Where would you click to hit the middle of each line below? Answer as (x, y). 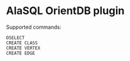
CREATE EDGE (20, 53)
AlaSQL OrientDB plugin (65, 11)
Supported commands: (34, 27)
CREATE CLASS (22, 43)
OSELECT (16, 38)
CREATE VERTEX (23, 48)
